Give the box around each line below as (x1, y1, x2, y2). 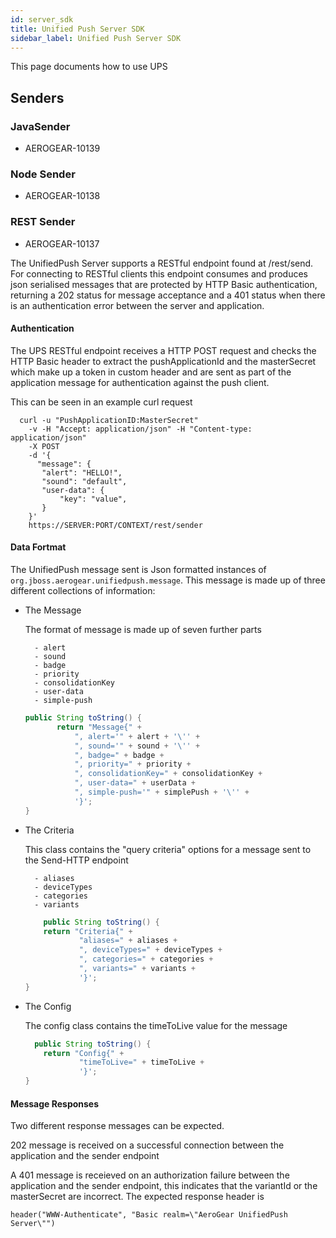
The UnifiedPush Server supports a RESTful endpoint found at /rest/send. (10, 257, 314, 269)
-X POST (28, 441, 60, 451)
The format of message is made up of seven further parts (24, 624, 262, 636)
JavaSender (10, 119, 71, 133)
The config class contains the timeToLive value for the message (24, 1019, 288, 1031)
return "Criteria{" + (43, 926, 133, 936)
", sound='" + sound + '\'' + (74, 741, 201, 751)
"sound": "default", (41, 476, 128, 486)
